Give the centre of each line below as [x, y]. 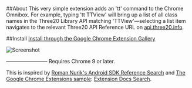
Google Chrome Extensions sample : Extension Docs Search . [79, 79]
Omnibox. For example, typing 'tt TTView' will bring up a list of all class [92, 15]
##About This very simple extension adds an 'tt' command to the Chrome [95, 9]
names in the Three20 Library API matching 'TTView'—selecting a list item [96, 21]
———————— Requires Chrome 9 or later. [61, 61]
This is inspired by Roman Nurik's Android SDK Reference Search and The [96, 72]
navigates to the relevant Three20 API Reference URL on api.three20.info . [95, 27]
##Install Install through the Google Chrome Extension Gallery [81, 38]
